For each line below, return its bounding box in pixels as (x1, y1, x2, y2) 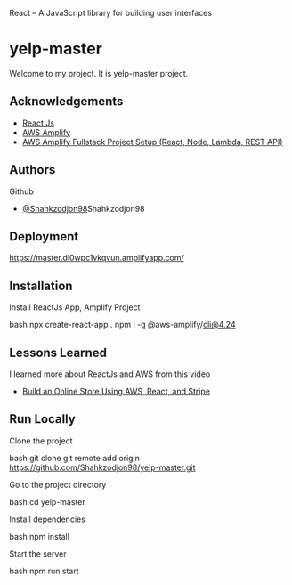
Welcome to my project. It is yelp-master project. (9, 68, 189, 78)
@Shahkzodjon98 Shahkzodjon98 (21, 203, 145, 214)
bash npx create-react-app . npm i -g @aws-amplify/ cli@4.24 (9, 320, 236, 330)
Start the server (9, 548, 67, 559)
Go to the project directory (9, 479, 107, 490)
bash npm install (9, 531, 69, 541)
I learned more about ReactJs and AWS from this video (9, 369, 211, 379)
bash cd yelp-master (9, 496, 86, 507)
